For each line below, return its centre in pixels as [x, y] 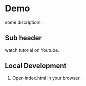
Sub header [24, 38]
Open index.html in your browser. [46, 78]
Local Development [36, 66]
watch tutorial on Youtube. [32, 50]
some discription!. [24, 22]
